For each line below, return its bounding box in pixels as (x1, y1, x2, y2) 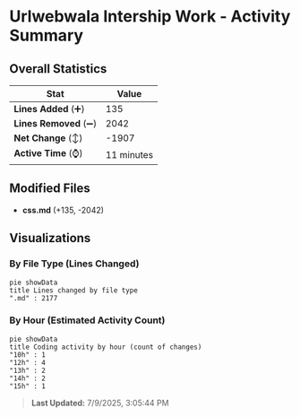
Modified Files (9, 181, 91, 196)
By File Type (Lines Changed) (9, 257, 140, 270)
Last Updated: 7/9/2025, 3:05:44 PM (30, 397, 169, 408)
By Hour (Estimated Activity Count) (9, 314, 166, 326)
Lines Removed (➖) (13, 117, 97, 129)
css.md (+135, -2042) (21, 204, 105, 215)
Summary (9, 25, 83, 46)
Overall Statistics (9, 61, 107, 76)
